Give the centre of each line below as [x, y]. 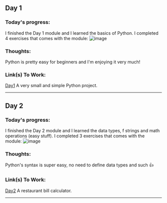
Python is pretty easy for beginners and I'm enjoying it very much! [73, 62]
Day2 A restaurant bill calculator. [39, 191]
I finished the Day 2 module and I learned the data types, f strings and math [83, 130]
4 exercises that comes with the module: [47, 38]
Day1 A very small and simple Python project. [51, 86]
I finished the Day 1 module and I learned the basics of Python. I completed [82, 33]
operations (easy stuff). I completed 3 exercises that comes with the [75, 136]
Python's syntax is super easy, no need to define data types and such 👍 [80, 165]
